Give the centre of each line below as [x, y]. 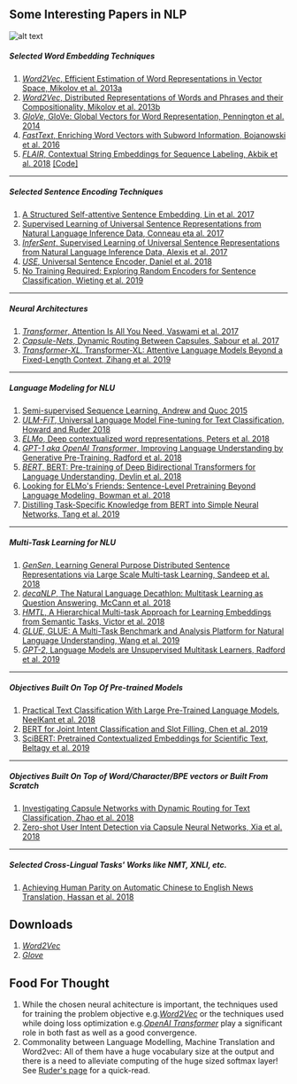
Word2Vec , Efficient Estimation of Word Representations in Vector [142, 78]
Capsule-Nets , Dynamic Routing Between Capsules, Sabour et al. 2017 [151, 340]
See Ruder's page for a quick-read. [86, 1071]
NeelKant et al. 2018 [58, 719]
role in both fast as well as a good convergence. [109, 1033]
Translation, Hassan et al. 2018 [78, 897]
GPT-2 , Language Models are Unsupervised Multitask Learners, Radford [153, 650]
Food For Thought [59, 983]
